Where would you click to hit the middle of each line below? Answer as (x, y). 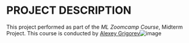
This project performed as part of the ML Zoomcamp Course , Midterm (94, 27)
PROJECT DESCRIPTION (69, 10)
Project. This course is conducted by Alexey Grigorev (73, 33)
